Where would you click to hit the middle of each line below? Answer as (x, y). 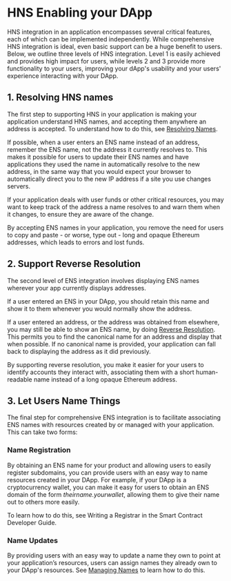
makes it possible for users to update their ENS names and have (98, 157)
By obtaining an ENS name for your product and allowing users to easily (109, 465)
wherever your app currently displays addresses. (77, 288)
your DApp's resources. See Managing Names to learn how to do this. (106, 570)
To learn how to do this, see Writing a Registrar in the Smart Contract (105, 515)
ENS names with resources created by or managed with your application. (111, 425)
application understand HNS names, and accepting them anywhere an (107, 121)
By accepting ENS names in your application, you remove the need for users (115, 227)
